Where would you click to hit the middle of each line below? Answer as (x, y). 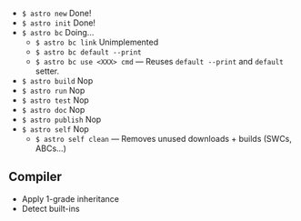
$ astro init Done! (59, 23)
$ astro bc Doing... (58, 32)
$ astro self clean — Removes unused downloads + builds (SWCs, (164, 139)
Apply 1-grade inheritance (70, 198)
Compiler (35, 177)
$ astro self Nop (55, 129)
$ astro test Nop (55, 100)
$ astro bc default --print (88, 53)
